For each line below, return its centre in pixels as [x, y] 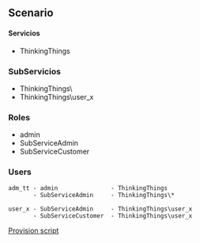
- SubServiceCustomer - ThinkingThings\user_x [113, 216]
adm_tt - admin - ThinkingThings [88, 188]
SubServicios [35, 71]
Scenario [31, 13]
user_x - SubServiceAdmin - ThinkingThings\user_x [100, 209]
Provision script [34, 231]
